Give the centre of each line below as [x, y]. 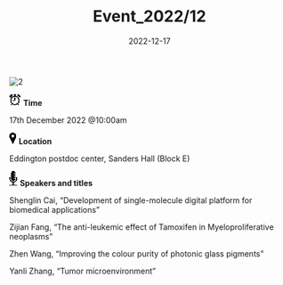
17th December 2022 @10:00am [68, 120]
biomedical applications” [55, 209]
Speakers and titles [56, 183]
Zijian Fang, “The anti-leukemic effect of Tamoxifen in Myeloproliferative [141, 227]
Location [35, 141]
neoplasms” [31, 236]
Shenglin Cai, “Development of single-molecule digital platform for [131, 200]
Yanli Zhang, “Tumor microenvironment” [83, 271]
